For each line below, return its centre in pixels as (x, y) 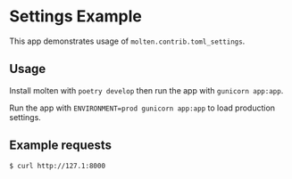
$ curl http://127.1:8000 (57, 166)
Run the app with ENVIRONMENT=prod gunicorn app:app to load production (142, 108)
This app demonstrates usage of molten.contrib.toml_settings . (127, 41)
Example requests (61, 146)
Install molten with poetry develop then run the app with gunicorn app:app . (146, 90)
